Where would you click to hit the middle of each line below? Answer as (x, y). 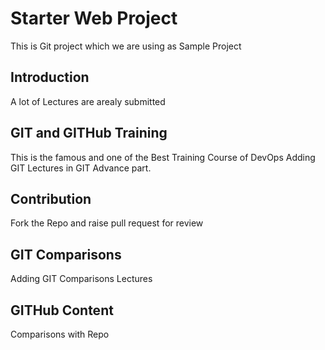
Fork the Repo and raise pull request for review (107, 223)
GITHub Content (62, 310)
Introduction (50, 77)
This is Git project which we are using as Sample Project (126, 46)
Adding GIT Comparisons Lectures (81, 279)
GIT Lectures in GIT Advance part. (81, 168)
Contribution (51, 198)
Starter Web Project (94, 18)
